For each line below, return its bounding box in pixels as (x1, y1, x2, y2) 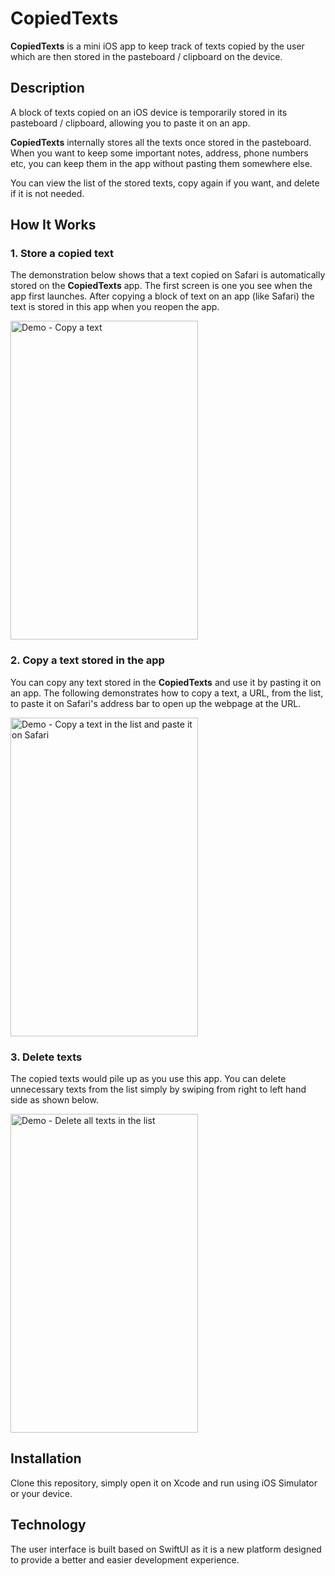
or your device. (10, 1487, 73, 1499)
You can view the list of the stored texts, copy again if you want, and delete (10, 177, 320, 189)
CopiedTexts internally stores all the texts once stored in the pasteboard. (10, 136, 312, 148)
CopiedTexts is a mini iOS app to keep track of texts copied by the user (10, 40, 305, 52)
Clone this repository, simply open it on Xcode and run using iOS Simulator (10, 1477, 318, 1489)
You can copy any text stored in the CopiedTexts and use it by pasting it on (10, 676, 322, 688)
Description (10, 80, 85, 97)
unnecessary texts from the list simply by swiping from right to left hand (10, 1083, 307, 1096)
